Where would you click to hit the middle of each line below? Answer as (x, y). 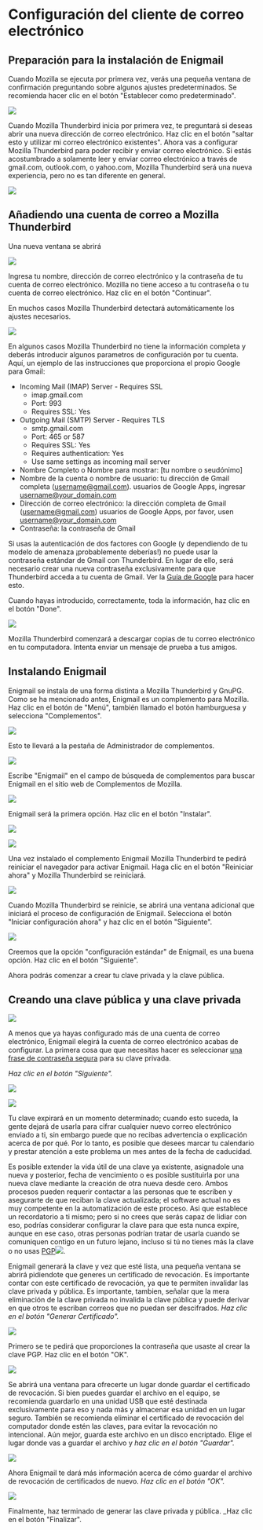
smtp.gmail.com (57, 428)
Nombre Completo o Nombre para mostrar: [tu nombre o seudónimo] (131, 469)
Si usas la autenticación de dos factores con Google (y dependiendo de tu (128, 543)
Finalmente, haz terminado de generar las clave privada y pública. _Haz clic (130, 1511)
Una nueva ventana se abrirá (55, 246)
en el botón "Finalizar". (45, 1520)
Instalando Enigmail (58, 672)
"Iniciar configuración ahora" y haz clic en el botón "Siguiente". (110, 922)
